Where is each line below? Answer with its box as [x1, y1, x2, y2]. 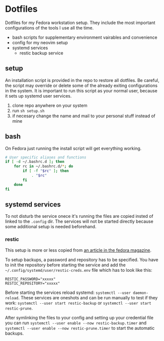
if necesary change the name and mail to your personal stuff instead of [12, 113, 156, 119]
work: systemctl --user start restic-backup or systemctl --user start [5, 300, 152, 306]
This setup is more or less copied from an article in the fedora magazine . [5, 247, 152, 253]
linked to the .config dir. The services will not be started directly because [5, 218, 153, 224]
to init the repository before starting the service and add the [5, 262, 126, 268]
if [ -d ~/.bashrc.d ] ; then [5, 159, 65, 164]
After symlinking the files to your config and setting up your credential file [5, 315, 154, 320]
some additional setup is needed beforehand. [5, 224, 96, 230]
